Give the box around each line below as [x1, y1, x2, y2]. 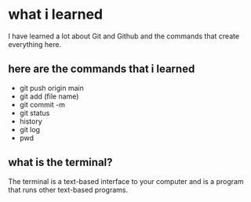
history [19, 116, 43, 126]
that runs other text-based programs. [8, 185, 129, 194]
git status [19, 108, 50, 117]
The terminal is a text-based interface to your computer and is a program [8, 176, 245, 186]
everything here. [8, 39, 61, 49]
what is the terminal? [8, 156, 113, 169]
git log [19, 124, 41, 134]
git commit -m [19, 99, 65, 109]
